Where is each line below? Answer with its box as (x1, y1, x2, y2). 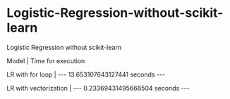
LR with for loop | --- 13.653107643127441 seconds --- (6, 70, 166, 79)
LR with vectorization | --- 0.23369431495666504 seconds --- (6, 84, 190, 92)
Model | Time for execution (6, 56, 85, 65)
